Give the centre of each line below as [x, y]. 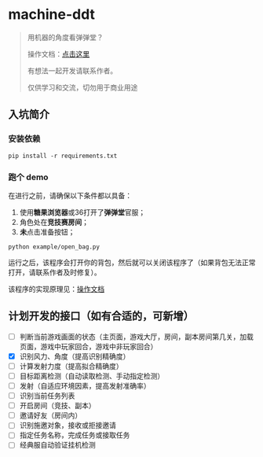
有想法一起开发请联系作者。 [72, 70]
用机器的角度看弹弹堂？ [65, 37]
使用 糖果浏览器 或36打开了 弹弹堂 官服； [82, 212]
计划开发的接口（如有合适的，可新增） [101, 316]
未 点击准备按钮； [47, 232]
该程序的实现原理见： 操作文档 [56, 289]
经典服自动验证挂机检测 [57, 445]
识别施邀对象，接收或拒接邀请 [68, 426]
